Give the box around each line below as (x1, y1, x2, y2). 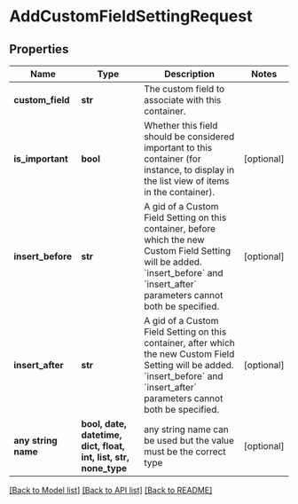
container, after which (143, 337, 235, 349)
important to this (143, 142, 213, 154)
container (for (143, 153, 201, 165)
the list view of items (143, 175, 230, 187)
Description (163, 68, 216, 80)
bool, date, (81, 418, 127, 429)
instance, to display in (143, 164, 235, 176)
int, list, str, (81, 451, 130, 463)
